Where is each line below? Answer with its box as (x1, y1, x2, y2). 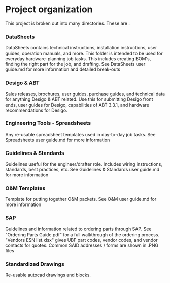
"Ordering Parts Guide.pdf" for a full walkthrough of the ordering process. (5, 231, 160, 238)
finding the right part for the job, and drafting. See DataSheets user (5, 61, 146, 67)
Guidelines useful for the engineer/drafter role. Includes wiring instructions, (5, 161, 162, 167)
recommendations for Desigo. (5, 107, 67, 113)
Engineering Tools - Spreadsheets (5, 120, 91, 127)
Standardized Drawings (5, 260, 65, 267)
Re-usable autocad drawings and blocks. (5, 272, 91, 278)
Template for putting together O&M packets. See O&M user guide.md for (5, 196, 157, 202)
